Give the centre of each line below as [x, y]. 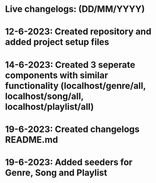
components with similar [57, 75]
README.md [32, 140]
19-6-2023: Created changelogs [72, 129]
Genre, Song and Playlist [56, 172]
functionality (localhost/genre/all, [76, 86]
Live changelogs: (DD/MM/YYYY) [75, 9]
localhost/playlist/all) [50, 107]
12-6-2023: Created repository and [78, 32]
